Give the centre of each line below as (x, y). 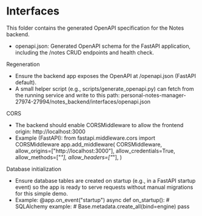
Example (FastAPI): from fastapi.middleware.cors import (85, 138)
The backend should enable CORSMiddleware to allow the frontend (99, 125)
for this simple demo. (42, 193)
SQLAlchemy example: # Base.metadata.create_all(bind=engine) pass (102, 206)
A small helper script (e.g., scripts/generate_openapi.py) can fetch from (104, 88)
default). (25, 82)
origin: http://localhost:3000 (50, 131)
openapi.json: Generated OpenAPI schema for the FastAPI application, (103, 46)
